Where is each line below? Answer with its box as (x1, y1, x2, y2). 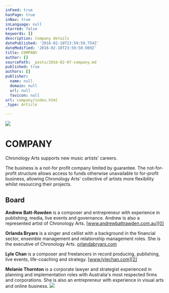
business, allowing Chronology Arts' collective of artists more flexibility (5, 176, 154, 182)
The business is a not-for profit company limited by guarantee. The (5, 165, 146, 171)
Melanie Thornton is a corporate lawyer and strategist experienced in (5, 266, 152, 272)
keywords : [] (5, 31, 33, 36)
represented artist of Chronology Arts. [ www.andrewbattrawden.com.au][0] (5, 220, 164, 226)
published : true (5, 64, 40, 69)
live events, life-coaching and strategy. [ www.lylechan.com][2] (5, 256, 137, 262)
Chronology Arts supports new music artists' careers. (5, 155, 118, 161)
